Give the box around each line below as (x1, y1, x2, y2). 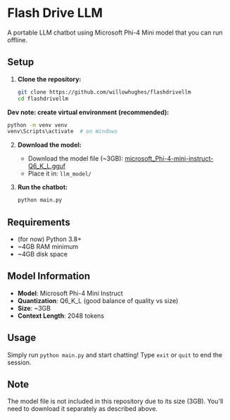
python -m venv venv (7, 121, 68, 128)
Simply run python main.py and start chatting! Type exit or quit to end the (7, 350, 223, 359)
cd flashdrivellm (17, 95, 69, 102)
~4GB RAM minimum (17, 242, 79, 251)
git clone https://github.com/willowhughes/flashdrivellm (17, 88, 191, 96)
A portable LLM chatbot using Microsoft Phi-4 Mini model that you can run (7, 28, 223, 37)
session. (7, 358, 32, 366)
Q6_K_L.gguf (27, 162, 66, 171)
